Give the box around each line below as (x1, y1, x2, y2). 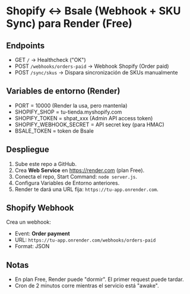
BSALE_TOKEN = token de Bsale (14, 127, 94, 135)
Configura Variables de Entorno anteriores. (14, 179, 120, 186)
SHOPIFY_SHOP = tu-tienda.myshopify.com (14, 108, 122, 115)
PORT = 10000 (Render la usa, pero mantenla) (14, 102, 128, 109)
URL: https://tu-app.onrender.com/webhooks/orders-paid (14, 236, 156, 243)
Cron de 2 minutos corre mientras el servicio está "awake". (14, 282, 159, 289)
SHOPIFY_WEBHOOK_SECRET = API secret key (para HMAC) (14, 121, 164, 128)
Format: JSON (14, 243, 50, 250)
